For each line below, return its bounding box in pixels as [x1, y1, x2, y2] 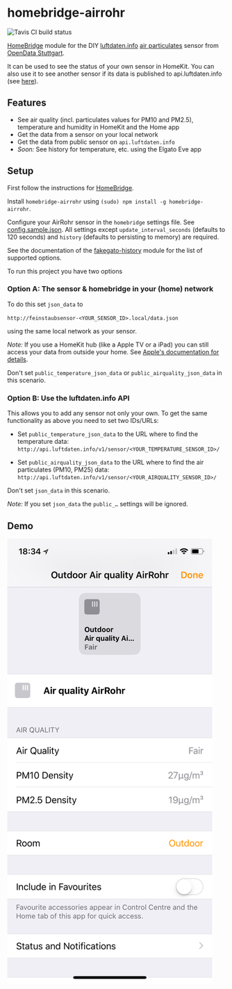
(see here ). [7, 76, 39, 85]
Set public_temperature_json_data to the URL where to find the [17, 430, 199, 438]
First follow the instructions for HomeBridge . [7, 183, 134, 192]
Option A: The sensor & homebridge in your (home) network [7, 284, 214, 294]
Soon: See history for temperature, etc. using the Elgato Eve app [17, 144, 201, 153]
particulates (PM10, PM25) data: [17, 465, 110, 474]
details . [7, 355, 28, 363]
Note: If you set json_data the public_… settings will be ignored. [7, 500, 189, 508]
